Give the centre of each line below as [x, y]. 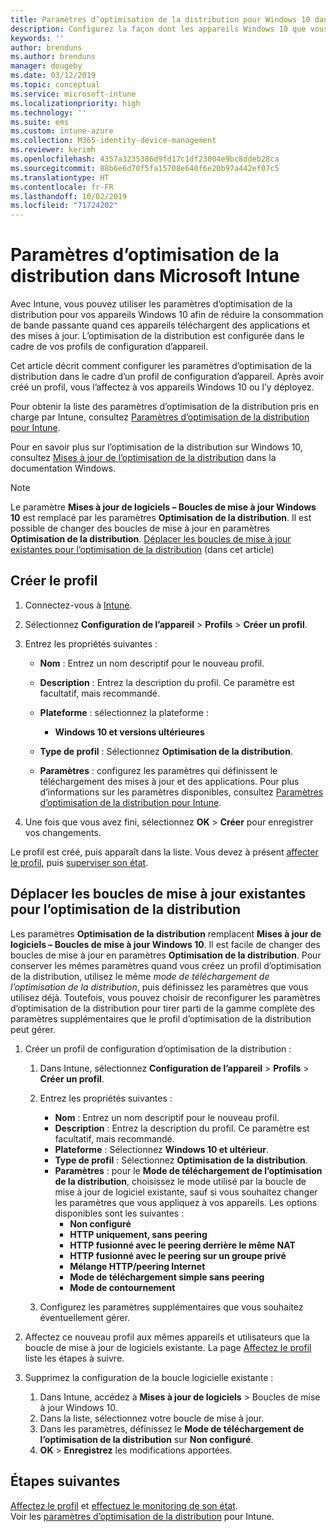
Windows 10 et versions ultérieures [129, 732]
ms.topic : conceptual [55, 85]
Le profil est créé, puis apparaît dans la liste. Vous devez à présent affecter [164, 852]
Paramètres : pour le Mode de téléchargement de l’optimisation [188, 1170]
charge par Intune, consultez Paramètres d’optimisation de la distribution [160, 417]
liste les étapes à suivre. [74, 1358]
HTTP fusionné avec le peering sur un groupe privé [178, 1255]
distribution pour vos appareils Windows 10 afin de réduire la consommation [167, 315]
